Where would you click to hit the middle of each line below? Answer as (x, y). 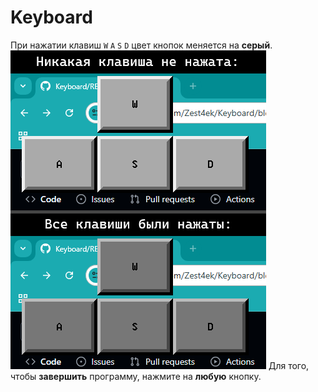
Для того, (289, 365)
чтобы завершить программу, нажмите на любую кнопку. (136, 376)
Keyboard (51, 17)
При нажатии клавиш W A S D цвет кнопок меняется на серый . (141, 45)
